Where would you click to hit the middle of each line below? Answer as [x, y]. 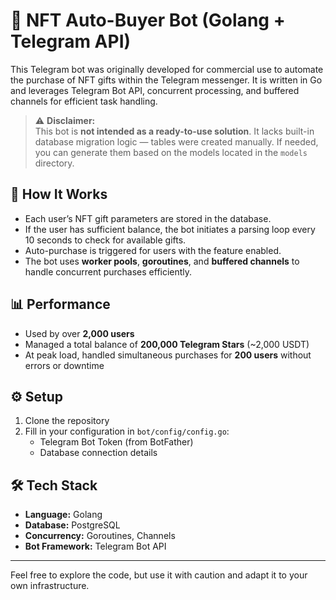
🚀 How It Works [59, 194]
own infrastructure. [50, 586]
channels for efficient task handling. [84, 101]
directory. [54, 163]
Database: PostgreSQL [72, 525]
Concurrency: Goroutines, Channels [100, 536]
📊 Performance [60, 304]
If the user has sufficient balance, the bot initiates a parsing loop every [170, 229]
